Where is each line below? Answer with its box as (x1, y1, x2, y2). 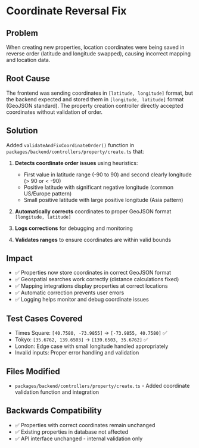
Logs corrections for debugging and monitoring (14, 225, 133, 232)
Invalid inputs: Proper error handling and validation (14, 349, 139, 356)
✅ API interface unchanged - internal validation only (14, 435, 143, 442)
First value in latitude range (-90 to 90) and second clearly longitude (23, 171, 192, 178)
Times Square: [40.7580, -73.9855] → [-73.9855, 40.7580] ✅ (14, 329, 167, 337)
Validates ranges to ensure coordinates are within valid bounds (14, 236, 172, 243)
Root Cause (6, 73, 51, 84)
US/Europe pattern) (23, 189, 72, 197)
